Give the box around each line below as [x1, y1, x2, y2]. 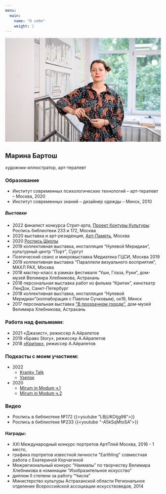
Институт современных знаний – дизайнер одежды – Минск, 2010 [12, 199, 152, 205]
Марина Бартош [5, 151, 58, 160]
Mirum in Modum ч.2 [19, 390, 62, 396]
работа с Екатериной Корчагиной [12, 457, 83, 463]
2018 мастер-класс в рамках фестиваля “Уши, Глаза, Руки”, [12, 270, 139, 276]
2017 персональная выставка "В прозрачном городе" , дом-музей [12, 301, 151, 307]
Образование [5, 177, 40, 184]
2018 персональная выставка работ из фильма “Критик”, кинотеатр [12, 280, 156, 286]
